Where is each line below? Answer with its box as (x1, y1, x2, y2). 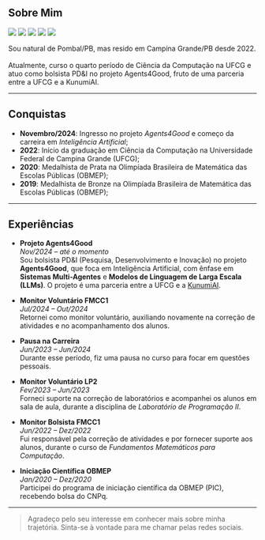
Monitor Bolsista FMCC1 (19, 417, 101, 427)
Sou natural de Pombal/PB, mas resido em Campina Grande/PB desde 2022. (8, 43, 256, 53)
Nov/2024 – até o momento (19, 247, 109, 256)
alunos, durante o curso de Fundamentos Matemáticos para (19, 443, 215, 452)
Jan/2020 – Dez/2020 (19, 474, 92, 485)
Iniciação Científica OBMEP (19, 466, 112, 476)
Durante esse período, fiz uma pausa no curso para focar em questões (19, 353, 250, 363)
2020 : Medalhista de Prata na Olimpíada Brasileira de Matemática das (19, 162, 248, 172)
